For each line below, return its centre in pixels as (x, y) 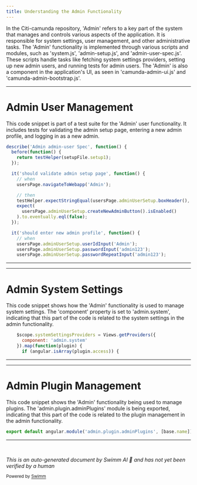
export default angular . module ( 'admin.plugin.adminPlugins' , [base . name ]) (99, 432)
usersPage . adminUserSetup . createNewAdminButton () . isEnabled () (99, 212)
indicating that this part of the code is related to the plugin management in (96, 415)
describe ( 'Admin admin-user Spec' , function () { (67, 147)
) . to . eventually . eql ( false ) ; (52, 217)
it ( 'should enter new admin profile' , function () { (76, 233)
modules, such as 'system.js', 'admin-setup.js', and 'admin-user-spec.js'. (94, 53)
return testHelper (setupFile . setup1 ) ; (64, 158)
